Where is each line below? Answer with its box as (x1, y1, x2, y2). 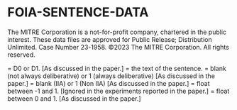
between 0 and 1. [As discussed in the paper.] (7, 94, 141, 103)
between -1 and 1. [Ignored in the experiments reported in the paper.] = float (7, 87, 230, 95)
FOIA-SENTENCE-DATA (7, 4, 149, 21)
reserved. (7, 50, 35, 59)
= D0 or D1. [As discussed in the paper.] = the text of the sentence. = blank (7, 64, 227, 72)
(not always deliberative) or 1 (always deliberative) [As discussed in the (7, 72, 215, 80)
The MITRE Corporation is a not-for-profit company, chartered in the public (7, 28, 227, 36)
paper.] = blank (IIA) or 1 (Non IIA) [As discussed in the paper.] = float (7, 79, 210, 87)
